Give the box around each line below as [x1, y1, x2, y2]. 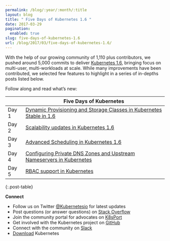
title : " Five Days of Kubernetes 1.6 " [5, 17, 92, 22]
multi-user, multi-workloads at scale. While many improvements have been [5, 65, 161, 71]
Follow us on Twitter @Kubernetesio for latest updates [12, 203, 126, 209]
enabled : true [10, 31, 39, 36]
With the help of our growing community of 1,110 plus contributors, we [5, 54, 151, 60]
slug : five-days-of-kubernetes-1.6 [5, 36, 80, 41]
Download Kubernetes [12, 230, 59, 236]
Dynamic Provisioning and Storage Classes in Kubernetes [25, 106, 162, 113]
